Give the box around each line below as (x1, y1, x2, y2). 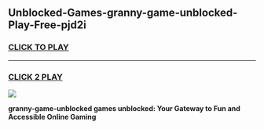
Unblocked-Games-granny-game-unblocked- (8, 6, 238, 20)
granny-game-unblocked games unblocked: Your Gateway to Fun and (8, 103, 241, 113)
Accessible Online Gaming (8, 112, 97, 121)
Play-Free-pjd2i (8, 19, 86, 32)
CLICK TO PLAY (8, 42, 69, 53)
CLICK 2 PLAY (8, 71, 63, 82)
